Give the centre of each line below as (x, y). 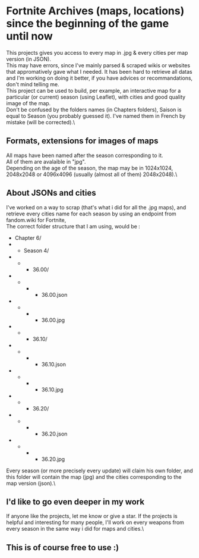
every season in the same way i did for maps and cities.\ (75, 529)
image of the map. (29, 103)
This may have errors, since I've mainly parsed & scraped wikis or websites (98, 65)
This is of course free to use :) (63, 548)
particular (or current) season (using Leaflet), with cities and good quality (96, 97)
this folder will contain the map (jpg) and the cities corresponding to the (94, 477)
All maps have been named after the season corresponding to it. (85, 155)
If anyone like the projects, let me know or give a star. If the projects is (92, 516)
